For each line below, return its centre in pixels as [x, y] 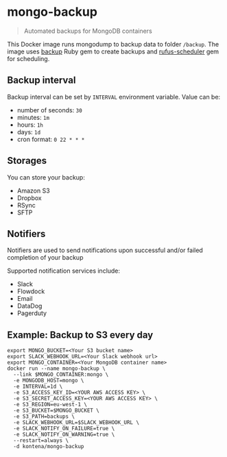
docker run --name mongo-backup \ [57, 369]
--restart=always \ [41, 441]
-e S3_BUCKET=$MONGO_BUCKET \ [56, 411]
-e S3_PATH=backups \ [44, 417]
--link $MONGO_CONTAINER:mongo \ [61, 375]
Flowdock [31, 291]
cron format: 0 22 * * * [51, 139]
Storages [27, 161]
